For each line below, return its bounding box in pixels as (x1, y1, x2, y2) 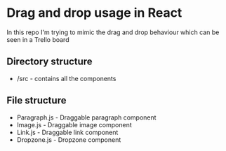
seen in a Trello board (6, 35, 69, 43)
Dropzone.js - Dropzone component (16, 135, 121, 144)
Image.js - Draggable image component (16, 120, 132, 129)
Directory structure (6, 56, 93, 68)
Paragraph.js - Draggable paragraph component (16, 113, 157, 122)
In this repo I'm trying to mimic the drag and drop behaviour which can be (6, 28, 220, 36)
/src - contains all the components (16, 74, 117, 82)
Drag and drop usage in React (6, 5, 182, 21)
